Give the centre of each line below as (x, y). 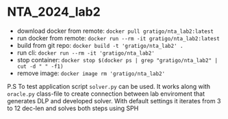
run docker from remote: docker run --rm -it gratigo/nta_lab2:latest (118, 38)
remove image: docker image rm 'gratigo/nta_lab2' (91, 73)
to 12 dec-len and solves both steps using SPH (73, 108)
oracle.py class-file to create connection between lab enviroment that (106, 94)
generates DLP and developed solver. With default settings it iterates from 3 (114, 101)
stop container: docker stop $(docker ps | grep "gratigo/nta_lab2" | (117, 59)
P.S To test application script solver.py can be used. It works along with (109, 86)
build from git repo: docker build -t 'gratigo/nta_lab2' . (100, 45)
